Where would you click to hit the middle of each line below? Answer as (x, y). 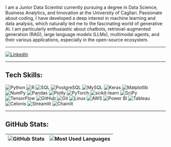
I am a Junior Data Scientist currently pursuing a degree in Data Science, (81, 7)
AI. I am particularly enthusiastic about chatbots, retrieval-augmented (78, 29)
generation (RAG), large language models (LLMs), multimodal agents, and (82, 34)
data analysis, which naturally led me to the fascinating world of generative (84, 23)
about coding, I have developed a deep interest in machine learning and (80, 18)
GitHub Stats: (27, 124)
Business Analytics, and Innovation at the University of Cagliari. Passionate (84, 13)
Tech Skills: (24, 75)
